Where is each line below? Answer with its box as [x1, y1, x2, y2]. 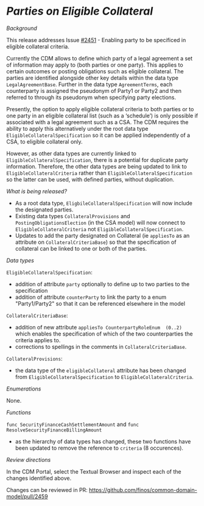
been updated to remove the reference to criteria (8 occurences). [15, 444, 184, 452]
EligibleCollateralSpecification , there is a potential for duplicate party [6, 156, 189, 163]
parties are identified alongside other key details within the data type [6, 74, 178, 81]
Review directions [6, 456, 51, 463]
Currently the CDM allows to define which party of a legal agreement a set [6, 54, 193, 62]
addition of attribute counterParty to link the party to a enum [15, 293, 167, 301]
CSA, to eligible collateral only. [6, 137, 83, 145]
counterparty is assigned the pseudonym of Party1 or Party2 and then [6, 87, 181, 94]
